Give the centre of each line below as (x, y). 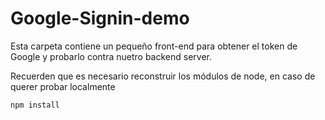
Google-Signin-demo (100, 18)
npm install (35, 105)
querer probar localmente (63, 86)
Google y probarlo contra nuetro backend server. (111, 56)
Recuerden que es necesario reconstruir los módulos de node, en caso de (163, 76)
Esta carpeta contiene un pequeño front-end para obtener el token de (154, 46)
